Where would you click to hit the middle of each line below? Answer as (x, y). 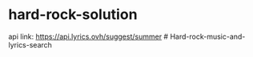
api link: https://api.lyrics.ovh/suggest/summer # (88, 36)
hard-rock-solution (73, 15)
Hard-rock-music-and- (208, 36)
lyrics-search (30, 44)
